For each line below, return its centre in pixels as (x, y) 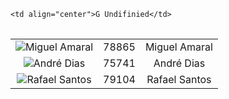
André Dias (179, 63)
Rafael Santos (179, 79)
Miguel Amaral (178, 47)
